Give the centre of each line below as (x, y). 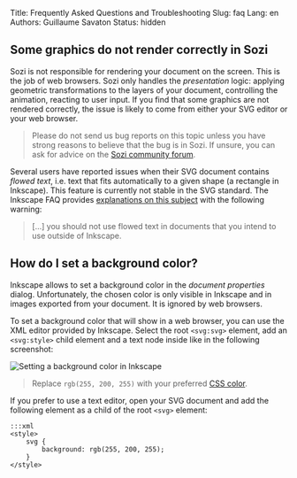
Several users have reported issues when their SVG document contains (140, 171)
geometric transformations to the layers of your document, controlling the (144, 90)
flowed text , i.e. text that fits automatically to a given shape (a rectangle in (145, 181)
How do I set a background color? (104, 263)
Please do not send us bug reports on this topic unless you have (148, 135)
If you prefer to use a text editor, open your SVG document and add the (139, 400)
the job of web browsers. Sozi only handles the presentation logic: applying (148, 81)
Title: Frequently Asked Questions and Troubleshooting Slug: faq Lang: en (145, 13)
